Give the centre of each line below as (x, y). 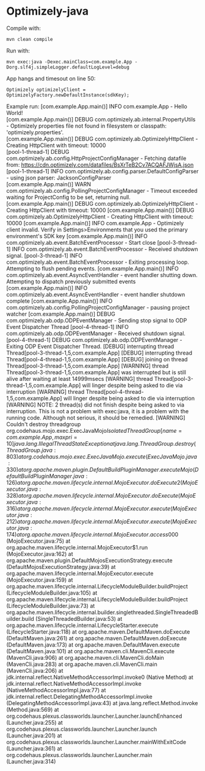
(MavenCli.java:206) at (35, 670)
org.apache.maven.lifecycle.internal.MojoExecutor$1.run (77, 547)
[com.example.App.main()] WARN (49, 184)
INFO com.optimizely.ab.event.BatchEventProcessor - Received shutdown (105, 249)
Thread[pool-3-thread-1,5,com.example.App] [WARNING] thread (88, 366)
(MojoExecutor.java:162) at (40, 554)
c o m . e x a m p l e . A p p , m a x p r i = (42, 437)
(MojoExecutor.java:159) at (40, 580)
